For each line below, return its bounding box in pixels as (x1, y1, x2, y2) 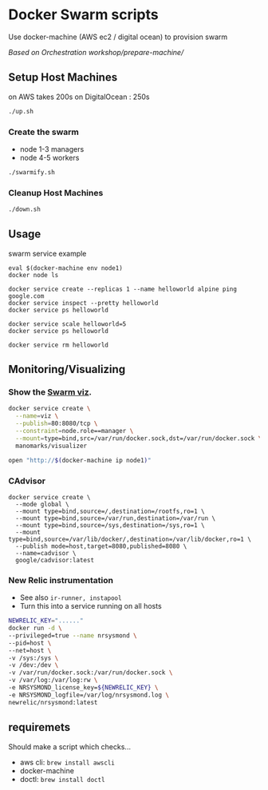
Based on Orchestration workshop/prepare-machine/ (8, 47, 184, 57)
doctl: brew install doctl (19, 774, 105, 784)
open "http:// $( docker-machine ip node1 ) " (8, 456, 152, 464)
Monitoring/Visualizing (8, 363, 126, 376)
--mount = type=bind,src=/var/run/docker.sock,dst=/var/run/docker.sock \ (15, 434, 262, 443)
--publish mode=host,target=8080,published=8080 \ (15, 542, 187, 550)
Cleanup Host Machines (8, 187, 104, 198)
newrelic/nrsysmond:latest (8, 698, 98, 706)
